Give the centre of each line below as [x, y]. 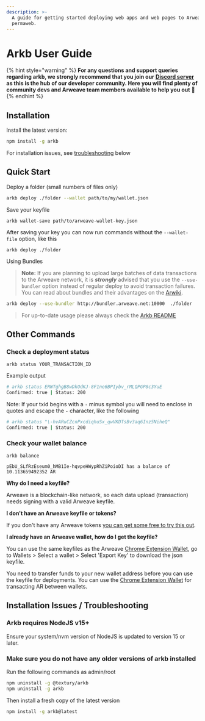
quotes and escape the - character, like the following [73, 411]
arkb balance [23, 456]
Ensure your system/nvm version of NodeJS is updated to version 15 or [96, 636]
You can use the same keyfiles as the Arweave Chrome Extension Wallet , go [102, 549]
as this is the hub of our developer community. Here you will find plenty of [102, 84]
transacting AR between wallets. [47, 587]
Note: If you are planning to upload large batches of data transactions [109, 273]
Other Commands [41, 334]
